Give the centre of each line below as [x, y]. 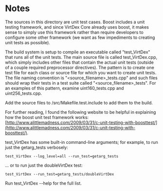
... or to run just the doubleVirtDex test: [44, 165]
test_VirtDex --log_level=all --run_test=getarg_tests [62, 156]
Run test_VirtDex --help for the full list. [43, 183]
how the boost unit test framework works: [47, 117]
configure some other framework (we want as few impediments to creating [80, 37]
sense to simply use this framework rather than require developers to [74, 32]
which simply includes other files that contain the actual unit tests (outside [80, 62]
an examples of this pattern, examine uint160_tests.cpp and [64, 88]
